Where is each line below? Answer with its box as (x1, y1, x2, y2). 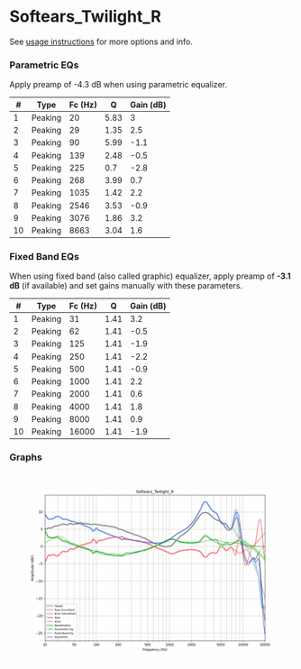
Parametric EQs (9, 59, 79, 71)
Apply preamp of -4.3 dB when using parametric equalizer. (9, 79, 228, 90)
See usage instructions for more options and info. (9, 36, 194, 47)
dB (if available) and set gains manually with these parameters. (9, 280, 243, 291)
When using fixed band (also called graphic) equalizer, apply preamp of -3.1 (9, 270, 291, 281)
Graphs (9, 451, 42, 463)
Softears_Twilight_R (9, 6, 162, 27)
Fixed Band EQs (9, 250, 79, 262)
